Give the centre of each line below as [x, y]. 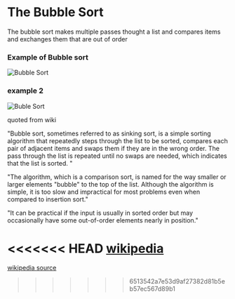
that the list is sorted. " [40, 163]
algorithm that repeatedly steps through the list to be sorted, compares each [117, 140]
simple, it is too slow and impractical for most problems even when [104, 192]
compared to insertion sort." [48, 199]
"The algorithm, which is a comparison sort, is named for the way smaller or [117, 177]
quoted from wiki [32, 119]
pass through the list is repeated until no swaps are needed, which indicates [117, 156]
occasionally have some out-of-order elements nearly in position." [103, 220]
